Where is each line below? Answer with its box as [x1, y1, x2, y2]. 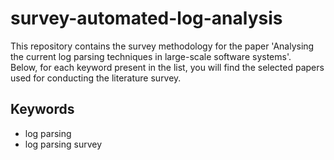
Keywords [10, 101, 75, 118]
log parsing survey [24, 138, 103, 150]
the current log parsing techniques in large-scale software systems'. [10, 50, 292, 62]
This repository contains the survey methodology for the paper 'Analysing [10, 40, 315, 52]
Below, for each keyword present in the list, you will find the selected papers [10, 61, 325, 73]
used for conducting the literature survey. [10, 72, 182, 84]
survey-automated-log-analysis [10, 7, 283, 30]
